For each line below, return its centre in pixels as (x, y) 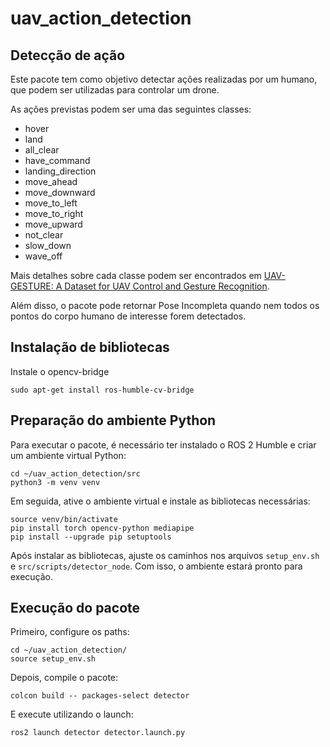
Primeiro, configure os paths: (70, 632)
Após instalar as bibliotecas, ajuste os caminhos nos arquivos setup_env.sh (165, 555)
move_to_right (54, 213)
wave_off (43, 256)
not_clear (44, 235)
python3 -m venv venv (55, 482)
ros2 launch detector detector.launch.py (98, 733)
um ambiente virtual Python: (68, 455)
